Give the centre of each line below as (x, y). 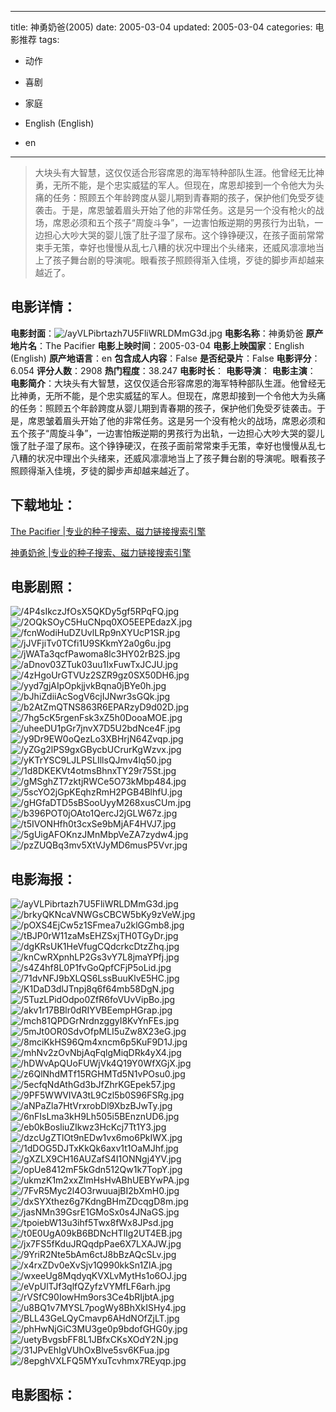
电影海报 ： (43, 879)
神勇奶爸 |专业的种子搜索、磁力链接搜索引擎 (101, 552)
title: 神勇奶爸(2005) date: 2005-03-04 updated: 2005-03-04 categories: (161, 27)
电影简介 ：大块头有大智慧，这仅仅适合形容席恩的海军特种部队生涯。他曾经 (163, 383)
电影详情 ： (43, 307)
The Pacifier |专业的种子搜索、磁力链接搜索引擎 (108, 531)
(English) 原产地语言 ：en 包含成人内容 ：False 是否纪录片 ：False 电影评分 (161, 358)
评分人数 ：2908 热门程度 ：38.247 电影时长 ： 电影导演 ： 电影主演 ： (176, 370)
